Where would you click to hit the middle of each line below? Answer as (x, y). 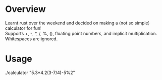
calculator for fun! (24, 28)
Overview (26, 9)
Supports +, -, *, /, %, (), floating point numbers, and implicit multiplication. (81, 33)
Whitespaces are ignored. (31, 39)
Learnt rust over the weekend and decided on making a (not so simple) (78, 23)
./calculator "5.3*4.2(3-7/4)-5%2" (40, 73)
